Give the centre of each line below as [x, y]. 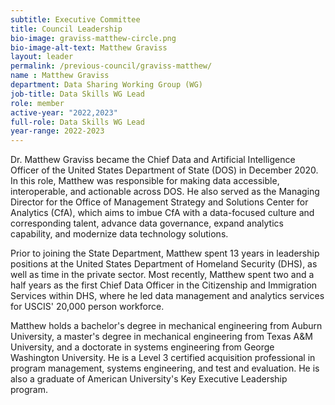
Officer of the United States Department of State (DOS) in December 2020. [164, 170]
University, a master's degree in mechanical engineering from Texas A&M [161, 337]
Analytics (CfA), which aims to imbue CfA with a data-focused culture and [162, 213]
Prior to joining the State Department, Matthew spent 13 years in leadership [165, 253]
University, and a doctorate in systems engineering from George [142, 347]
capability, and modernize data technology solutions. [119, 234]
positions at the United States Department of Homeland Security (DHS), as [164, 264]
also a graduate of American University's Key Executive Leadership [149, 379]
